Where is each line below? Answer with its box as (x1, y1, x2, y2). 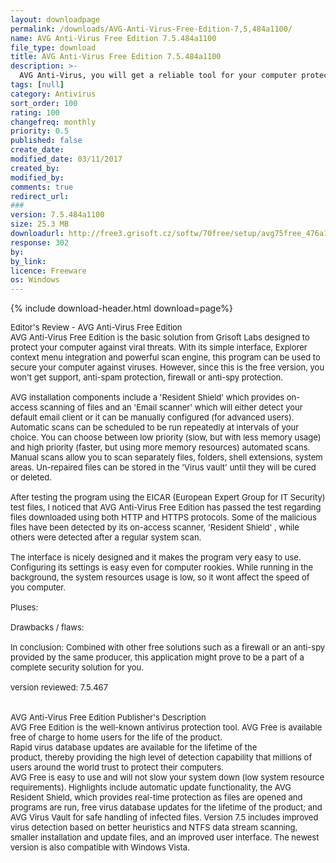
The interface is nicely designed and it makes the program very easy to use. (10, 552, 302, 563)
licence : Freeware (10, 266, 87, 276)
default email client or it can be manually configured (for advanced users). (10, 412, 295, 423)
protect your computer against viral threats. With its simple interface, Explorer (10, 342, 308, 353)
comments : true (10, 182, 74, 192)
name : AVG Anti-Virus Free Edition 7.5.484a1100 (10, 33, 217, 43)
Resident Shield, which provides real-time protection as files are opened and (10, 792, 303, 803)
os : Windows (10, 275, 60, 285)
